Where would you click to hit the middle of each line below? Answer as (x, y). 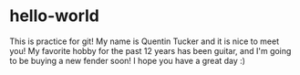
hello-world (55, 16)
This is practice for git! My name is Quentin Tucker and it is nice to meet (145, 41)
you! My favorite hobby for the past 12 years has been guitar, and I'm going (150, 50)
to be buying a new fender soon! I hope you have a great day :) (128, 60)
